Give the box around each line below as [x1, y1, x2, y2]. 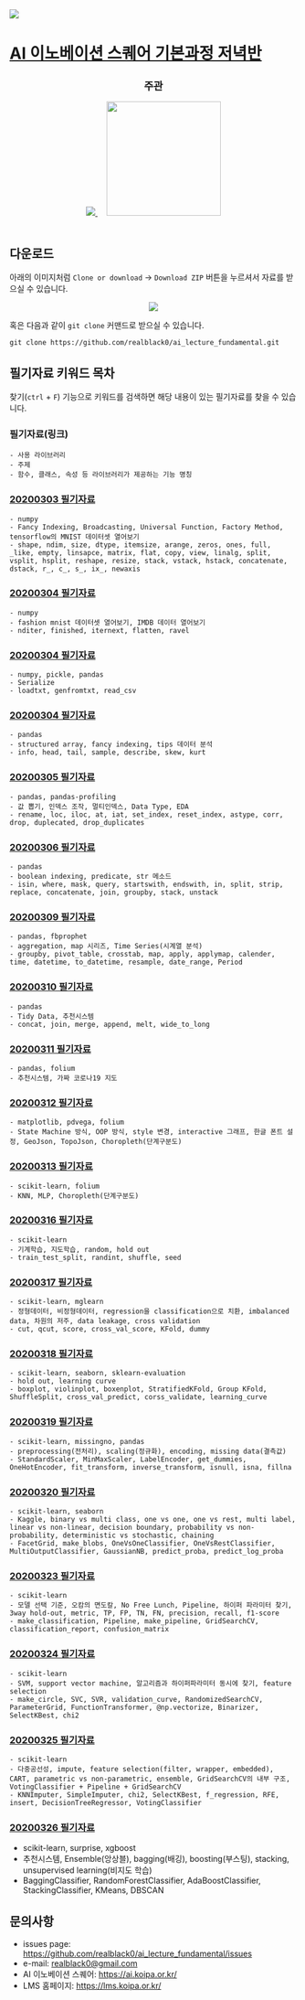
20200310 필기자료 [9, 980, 94, 993]
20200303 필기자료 [9, 493, 96, 506]
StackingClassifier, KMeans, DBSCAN [22, 1885, 164, 1896]
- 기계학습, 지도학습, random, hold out [9, 1245, 151, 1254]
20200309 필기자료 [9, 910, 96, 923]
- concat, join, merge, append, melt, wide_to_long [9, 1020, 210, 1029]
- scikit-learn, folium [9, 1182, 100, 1191]
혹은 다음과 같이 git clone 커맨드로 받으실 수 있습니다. [9, 320, 205, 331]
